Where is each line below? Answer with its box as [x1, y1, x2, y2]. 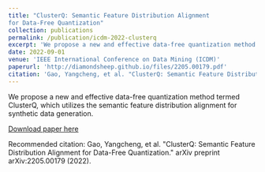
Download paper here [8, 124, 79, 133]
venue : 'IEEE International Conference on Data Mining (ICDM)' [8, 56, 221, 64]
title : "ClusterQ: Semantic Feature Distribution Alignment [8, 11, 211, 20]
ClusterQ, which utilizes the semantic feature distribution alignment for [8, 100, 237, 110]
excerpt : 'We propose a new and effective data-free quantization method [8, 41, 256, 49]
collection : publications [8, 26, 93, 34]
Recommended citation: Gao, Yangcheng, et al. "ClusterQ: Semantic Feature [8, 139, 256, 148]
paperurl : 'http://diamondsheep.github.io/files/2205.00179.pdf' [8, 63, 227, 71]
